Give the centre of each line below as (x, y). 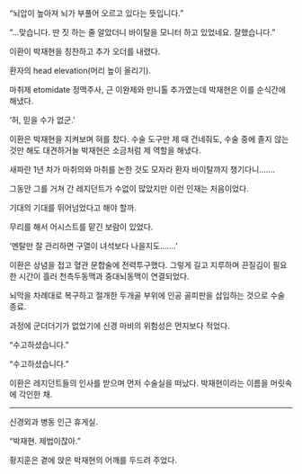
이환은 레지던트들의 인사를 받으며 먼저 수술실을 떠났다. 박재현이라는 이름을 (139, 383)
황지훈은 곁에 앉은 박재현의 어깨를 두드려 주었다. (93, 460)
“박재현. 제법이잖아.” (45, 441)
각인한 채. (36, 394)
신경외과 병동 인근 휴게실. (54, 422)
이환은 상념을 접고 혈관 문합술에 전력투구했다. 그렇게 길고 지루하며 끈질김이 (140, 265)
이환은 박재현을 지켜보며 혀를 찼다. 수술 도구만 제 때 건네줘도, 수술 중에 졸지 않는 (149, 139)
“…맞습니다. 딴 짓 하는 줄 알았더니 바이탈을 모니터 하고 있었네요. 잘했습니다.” (142, 32)
